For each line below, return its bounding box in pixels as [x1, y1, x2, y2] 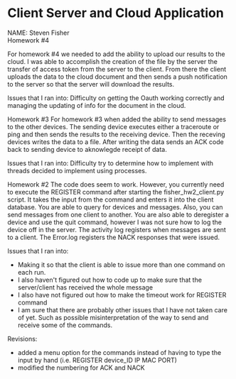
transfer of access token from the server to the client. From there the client [7, 65, 227, 73]
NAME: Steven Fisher [7, 28, 70, 37]
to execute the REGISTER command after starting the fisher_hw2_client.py [7, 187, 225, 196]
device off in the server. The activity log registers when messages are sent [7, 225, 226, 234]
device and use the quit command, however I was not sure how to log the [7, 218, 222, 226]
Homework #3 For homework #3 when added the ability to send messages [7, 115, 226, 123]
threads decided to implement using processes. [7, 166, 147, 175]
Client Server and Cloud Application [7, 5, 224, 21]
